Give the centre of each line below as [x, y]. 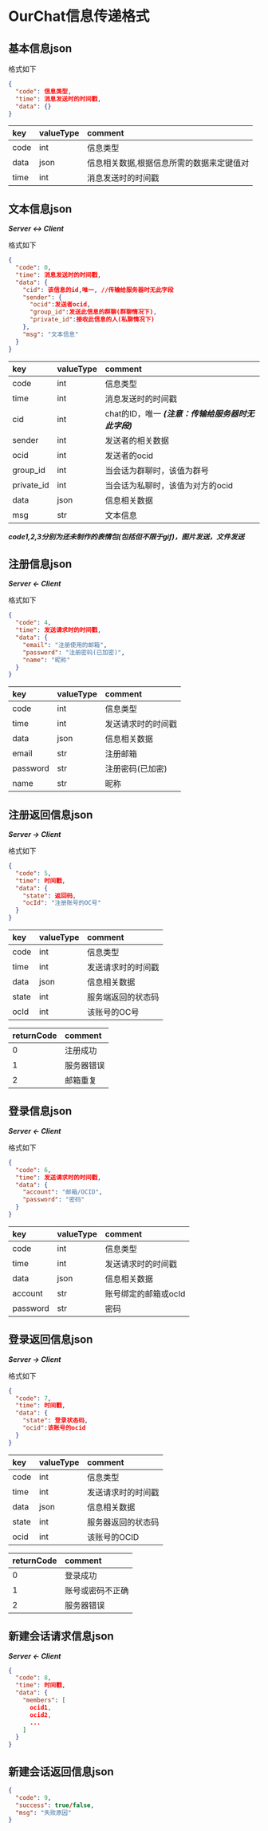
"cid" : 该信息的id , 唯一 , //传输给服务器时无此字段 [98, 290]
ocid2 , [40, 1715]
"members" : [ [44, 1700]
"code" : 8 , [33, 1678]
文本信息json [40, 209]
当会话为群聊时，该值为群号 [157, 470]
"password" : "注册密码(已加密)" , [74, 652]
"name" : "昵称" [47, 660]
